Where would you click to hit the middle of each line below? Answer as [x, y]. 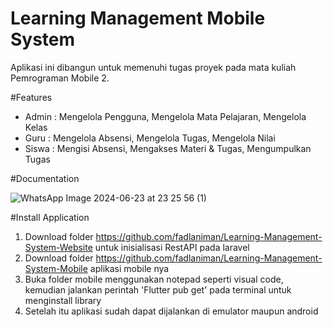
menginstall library [63, 300]
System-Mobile [56, 268]
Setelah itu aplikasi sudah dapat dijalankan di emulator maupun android [171, 311]
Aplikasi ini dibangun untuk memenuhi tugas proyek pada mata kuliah [153, 67]
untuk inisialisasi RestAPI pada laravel [172, 247]
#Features [31, 97]
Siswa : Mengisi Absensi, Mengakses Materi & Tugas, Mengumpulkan [168, 148]
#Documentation [45, 178]
